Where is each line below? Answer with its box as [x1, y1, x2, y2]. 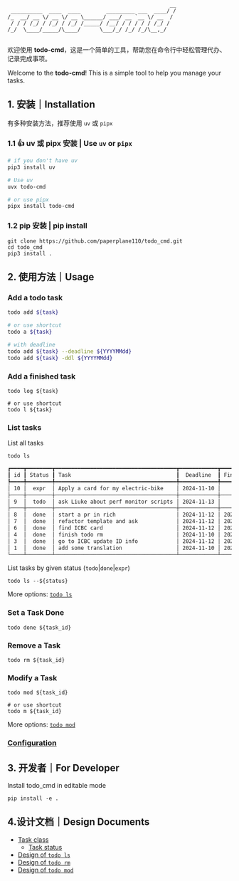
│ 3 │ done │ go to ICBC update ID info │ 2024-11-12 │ [7, 537, 221, 545]
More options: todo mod [7, 720, 76, 729]
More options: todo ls [7, 590, 73, 598]
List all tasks [7, 439, 44, 448]
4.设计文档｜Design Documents [7, 816, 150, 828]
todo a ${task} [7, 329, 53, 336]
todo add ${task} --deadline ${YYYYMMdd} [7, 347, 132, 355]
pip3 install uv [7, 164, 55, 171]
